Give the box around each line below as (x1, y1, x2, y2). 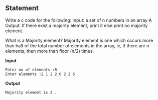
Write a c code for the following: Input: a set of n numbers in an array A (5, 17, 152, 23)
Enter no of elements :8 (5, 67, 57, 72)
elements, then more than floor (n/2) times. (5, 48, 94, 54)
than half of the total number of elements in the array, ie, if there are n (5, 42, 149, 49)
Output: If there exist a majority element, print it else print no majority (5, 22, 148, 28)
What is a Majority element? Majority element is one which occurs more (5, 37, 153, 43)
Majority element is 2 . (5, 90, 57, 95)
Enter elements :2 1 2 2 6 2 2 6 (5, 72, 75, 77)
